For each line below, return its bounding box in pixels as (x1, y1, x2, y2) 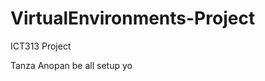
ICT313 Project (10, 40, 72, 52)
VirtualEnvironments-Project (10, 7, 256, 30)
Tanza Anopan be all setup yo (10, 59, 133, 71)
